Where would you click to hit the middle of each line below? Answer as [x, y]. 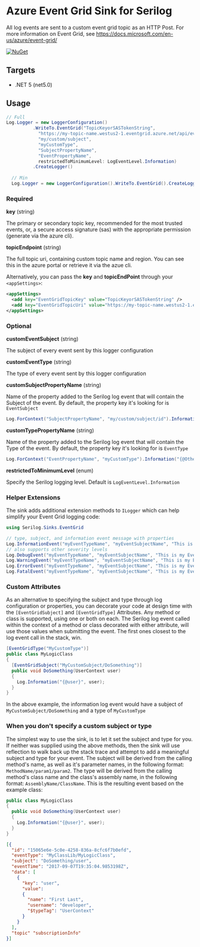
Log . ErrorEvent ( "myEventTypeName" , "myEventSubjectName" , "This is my [96, 566]
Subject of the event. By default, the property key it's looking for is [88, 403]
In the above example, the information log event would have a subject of [95, 704]
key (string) [21, 212]
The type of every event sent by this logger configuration [76, 374]
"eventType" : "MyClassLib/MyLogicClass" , [64, 855]
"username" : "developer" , [60, 905]
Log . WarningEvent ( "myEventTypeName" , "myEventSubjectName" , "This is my [98, 561]
